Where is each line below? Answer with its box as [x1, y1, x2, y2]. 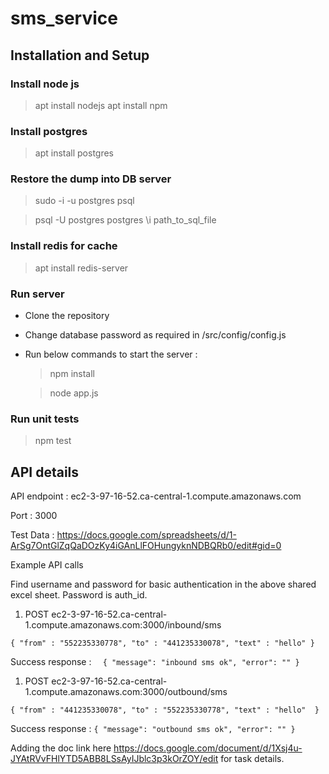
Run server [10, 287, 65, 301]
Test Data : [10, 529, 55, 541]
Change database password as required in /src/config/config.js [24, 329, 287, 341]
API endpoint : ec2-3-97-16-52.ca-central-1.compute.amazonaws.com [10, 490, 302, 502]
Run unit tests [10, 412, 80, 426]
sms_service [10, 7, 118, 30]
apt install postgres [34, 147, 115, 159]
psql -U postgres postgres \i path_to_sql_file [34, 214, 217, 226]
